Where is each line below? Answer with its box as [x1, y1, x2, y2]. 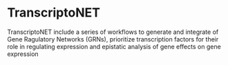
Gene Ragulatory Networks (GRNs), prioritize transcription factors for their [7, 35, 219, 43]
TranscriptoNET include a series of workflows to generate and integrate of [7, 28, 219, 36]
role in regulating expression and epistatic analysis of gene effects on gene [7, 42, 221, 50]
